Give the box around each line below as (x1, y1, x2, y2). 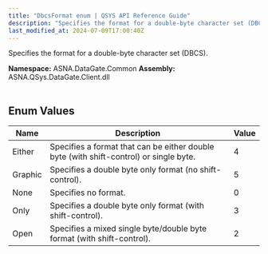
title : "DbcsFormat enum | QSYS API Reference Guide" (8, 11, 191, 20)
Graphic (12, 169, 42, 181)
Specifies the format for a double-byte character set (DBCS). (8, 49, 209, 58)
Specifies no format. (49, 187, 126, 198)
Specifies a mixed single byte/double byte (49, 223, 207, 234)
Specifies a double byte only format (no (49, 165, 198, 176)
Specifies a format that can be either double (49, 141, 215, 153)
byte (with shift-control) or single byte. (49, 151, 196, 162)
